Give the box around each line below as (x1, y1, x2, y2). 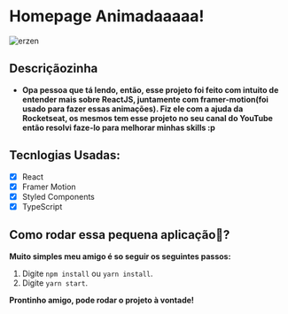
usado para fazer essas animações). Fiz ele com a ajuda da (21, 103, 244, 114)
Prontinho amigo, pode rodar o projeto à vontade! (9, 295, 195, 305)
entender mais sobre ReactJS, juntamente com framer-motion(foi (21, 94, 269, 104)
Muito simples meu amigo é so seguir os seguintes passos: (9, 250, 231, 262)
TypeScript (21, 201, 63, 211)
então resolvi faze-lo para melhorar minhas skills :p (21, 122, 215, 133)
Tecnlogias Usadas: (9, 148, 121, 163)
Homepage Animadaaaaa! (9, 6, 205, 27)
